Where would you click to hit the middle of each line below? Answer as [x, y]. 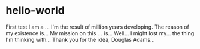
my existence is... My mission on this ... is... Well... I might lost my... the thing [100, 33]
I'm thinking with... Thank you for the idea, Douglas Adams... [80, 39]
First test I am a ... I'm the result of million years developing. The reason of [98, 27]
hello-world [35, 10]
